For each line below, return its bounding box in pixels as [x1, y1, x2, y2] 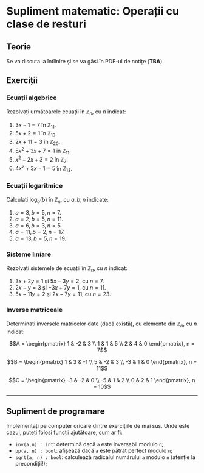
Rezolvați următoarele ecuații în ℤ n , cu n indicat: [6, 108, 126, 116]
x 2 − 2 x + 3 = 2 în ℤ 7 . [15, 155, 69, 165]
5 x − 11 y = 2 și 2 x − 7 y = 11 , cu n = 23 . [15, 291, 111, 298]
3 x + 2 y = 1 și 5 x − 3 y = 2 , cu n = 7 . [15, 277, 104, 285]
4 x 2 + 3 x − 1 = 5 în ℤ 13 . [15, 163, 73, 174]
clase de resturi [6, 17, 87, 31]
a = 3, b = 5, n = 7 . [15, 209, 62, 216]
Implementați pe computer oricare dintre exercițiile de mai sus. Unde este [6, 422, 190, 430]
